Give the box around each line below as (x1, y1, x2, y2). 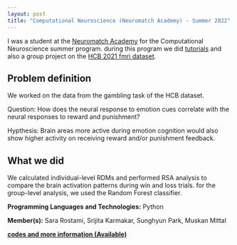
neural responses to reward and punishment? (7, 113, 140, 121)
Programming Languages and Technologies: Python (7, 202, 164, 211)
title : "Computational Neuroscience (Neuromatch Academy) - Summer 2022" (7, 17, 231, 24)
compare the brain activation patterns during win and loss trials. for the (7, 181, 216, 189)
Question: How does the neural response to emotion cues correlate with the (7, 105, 230, 114)
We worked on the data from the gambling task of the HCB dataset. (7, 91, 205, 100)
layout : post (7, 10, 46, 18)
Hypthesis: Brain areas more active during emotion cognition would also (7, 126, 218, 135)
